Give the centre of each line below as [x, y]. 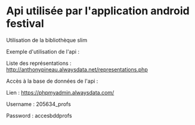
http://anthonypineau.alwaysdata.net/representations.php [77, 69]
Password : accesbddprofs [39, 115]
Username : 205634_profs [39, 104]
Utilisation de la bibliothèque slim [47, 40]
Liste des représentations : [39, 63]
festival [25, 24]
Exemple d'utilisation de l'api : [43, 51]
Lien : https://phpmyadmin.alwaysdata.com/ [60, 92]
